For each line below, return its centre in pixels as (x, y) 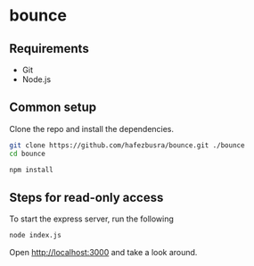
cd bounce (28, 154)
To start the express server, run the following (91, 219)
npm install (31, 170)
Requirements (49, 49)
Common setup (53, 108)
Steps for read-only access (86, 197)
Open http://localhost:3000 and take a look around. (103, 253)
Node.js (37, 79)
